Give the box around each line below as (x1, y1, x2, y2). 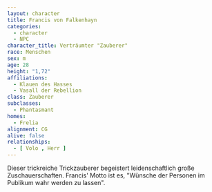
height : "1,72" (7, 68, 51, 75)
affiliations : (7, 74, 48, 81)
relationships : (7, 139, 51, 146)
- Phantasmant (13, 106, 54, 113)
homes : (7, 113, 26, 119)
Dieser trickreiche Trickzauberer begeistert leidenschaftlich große (7, 164, 195, 172)
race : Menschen (7, 49, 51, 56)
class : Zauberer (7, 94, 54, 101)
